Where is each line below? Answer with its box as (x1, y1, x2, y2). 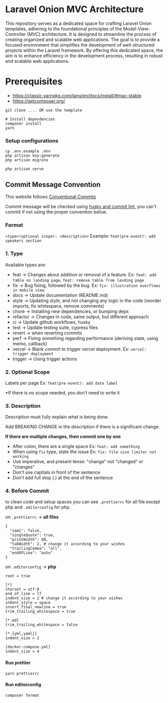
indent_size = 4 (5, 649, 39, 654)
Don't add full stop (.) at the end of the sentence (12, 475, 113, 481)
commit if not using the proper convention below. (5, 209, 107, 215)
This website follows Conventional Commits (5, 194, 96, 200)
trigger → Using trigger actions (12, 356, 77, 362)
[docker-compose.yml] (5, 645, 51, 650)
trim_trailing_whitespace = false (5, 622, 78, 627)
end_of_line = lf (5, 591, 42, 597)
